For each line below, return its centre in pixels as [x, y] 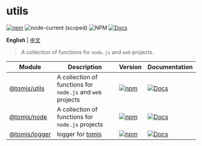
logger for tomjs [79, 134]
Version [130, 67]
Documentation [170, 67]
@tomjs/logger [30, 134]
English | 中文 [23, 40]
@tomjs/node [28, 117]
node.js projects [80, 124]
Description [85, 67]
